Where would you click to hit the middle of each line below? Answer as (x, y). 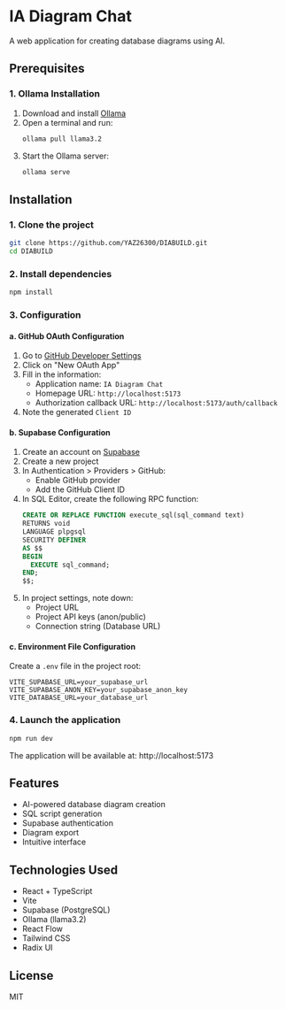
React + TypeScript (57, 891)
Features (34, 783)
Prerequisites (47, 69)
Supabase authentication (67, 823)
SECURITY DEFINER (54, 540)
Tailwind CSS (46, 938)
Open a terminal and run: (67, 122)
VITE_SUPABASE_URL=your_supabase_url (79, 682)
